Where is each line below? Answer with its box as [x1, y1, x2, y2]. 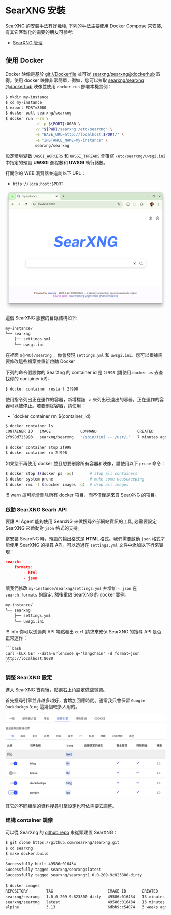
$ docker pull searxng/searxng [5, 110, 72, 116]
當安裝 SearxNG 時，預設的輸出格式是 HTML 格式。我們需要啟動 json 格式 [5, 535, 161, 542]
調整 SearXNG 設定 [5, 674, 52, 681]
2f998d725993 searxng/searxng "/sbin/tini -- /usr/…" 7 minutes [5, 434, 158, 440]
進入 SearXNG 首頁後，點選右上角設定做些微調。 [5, 687, 108, 693]
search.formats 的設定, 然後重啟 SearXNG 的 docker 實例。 [5, 591, 129, 598]
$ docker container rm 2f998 [5, 450, 67, 455]
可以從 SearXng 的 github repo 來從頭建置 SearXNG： [5, 829, 118, 835]
